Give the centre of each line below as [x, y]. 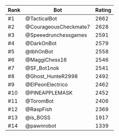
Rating [103, 10]
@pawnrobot [41, 126]
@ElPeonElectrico [47, 84]
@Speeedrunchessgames [56, 35]
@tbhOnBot [39, 52]
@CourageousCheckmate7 [58, 27]
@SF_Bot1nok [42, 68]
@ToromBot [39, 101]
